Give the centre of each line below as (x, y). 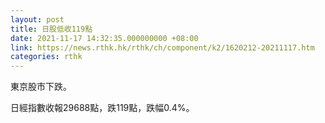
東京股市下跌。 (41, 87)
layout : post (37, 19)
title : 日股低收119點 (51, 29)
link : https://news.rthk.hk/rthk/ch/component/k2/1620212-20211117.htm (162, 47)
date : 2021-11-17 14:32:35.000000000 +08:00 (104, 38)
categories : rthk (46, 57)
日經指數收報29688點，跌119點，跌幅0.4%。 (102, 108)
